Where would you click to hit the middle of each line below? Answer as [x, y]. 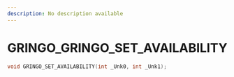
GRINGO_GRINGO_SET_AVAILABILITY [117, 48]
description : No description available [65, 14]
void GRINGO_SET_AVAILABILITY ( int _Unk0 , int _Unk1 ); [87, 67]
